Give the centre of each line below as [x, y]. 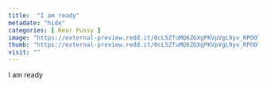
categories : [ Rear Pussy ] [55, 30]
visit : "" [25, 52]
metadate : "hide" [37, 23]
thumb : [19, 45]
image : [19, 38]
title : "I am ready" [44, 15]
